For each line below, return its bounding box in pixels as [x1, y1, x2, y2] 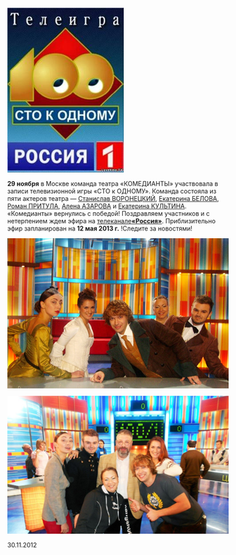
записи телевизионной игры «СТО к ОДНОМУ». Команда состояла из [7, 187, 216, 195]
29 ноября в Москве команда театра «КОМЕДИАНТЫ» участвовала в [7, 180, 218, 188]
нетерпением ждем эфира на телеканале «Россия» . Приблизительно [7, 217, 216, 225]
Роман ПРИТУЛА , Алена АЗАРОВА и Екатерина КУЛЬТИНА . [7, 202, 187, 210]
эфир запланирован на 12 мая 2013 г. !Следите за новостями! [7, 224, 193, 233]
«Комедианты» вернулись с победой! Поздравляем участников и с [7, 209, 210, 218]
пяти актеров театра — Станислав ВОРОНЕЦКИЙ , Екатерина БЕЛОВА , [7, 195, 219, 202]
